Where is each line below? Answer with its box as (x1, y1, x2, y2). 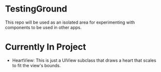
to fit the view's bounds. (12, 62, 61, 68)
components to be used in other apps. (5, 24, 82, 30)
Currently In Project (5, 42, 86, 53)
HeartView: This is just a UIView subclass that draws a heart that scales (12, 57, 157, 63)
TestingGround (5, 3, 67, 14)
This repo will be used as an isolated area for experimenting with (5, 19, 135, 25)
